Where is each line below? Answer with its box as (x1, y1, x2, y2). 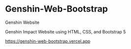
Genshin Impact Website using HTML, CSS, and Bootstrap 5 (5, 29, 126, 34)
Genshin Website (5, 19, 40, 25)
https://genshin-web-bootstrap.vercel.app (5, 38, 91, 44)
